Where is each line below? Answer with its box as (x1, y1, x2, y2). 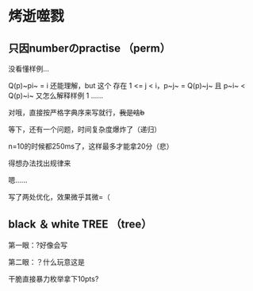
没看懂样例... (8, 64, 50, 73)
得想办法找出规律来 (8, 158, 71, 168)
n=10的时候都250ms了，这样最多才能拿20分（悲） (8, 142, 174, 151)
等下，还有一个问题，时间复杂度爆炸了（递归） (8, 125, 161, 134)
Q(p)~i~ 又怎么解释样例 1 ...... (8, 91, 103, 100)
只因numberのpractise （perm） (8, 41, 171, 55)
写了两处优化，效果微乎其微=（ (8, 192, 111, 201)
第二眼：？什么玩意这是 (8, 257, 85, 266)
